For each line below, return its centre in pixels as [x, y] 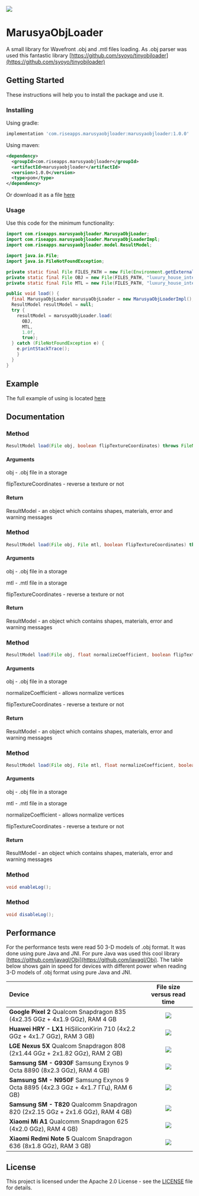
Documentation [36, 417]
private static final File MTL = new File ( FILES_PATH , [75, 283]
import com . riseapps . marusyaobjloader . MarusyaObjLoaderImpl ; [83, 240]
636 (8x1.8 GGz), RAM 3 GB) [50, 1146]
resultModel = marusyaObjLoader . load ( [65, 315]
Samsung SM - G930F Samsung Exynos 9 [69, 1063]
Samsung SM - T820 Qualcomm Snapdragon [73, 1105]
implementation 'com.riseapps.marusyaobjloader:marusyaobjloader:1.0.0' [98, 134]
